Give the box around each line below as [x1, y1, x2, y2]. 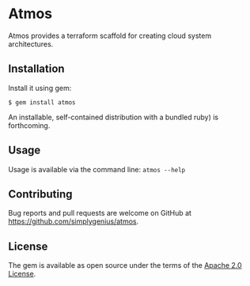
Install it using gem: [8, 83, 72, 92]
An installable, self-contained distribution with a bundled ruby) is [8, 112, 219, 122]
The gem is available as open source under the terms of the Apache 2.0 [8, 261, 243, 270]
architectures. [8, 39, 54, 48]
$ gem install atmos [8, 98, 77, 107]
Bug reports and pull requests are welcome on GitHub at [8, 209, 192, 218]
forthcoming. [8, 120, 51, 130]
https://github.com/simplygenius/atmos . [8, 216, 139, 226]
